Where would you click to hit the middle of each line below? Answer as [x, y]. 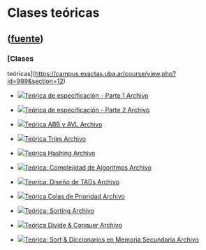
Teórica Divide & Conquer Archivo [73, 225]
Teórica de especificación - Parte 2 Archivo [87, 110]
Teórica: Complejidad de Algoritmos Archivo [88, 167]
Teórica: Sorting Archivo [59, 210]
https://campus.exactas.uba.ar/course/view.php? [105, 73]
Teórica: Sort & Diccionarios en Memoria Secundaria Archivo [111, 240]
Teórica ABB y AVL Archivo [63, 124]
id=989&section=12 [35, 81]
